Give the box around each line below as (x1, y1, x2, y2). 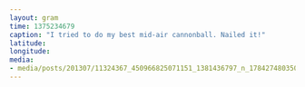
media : (9, 55, 34, 64)
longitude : (9, 47, 51, 56)
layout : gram (9, 13, 59, 23)
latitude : (9, 38, 47, 48)
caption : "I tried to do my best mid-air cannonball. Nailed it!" (9, 30, 266, 39)
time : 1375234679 (9, 22, 75, 31)
